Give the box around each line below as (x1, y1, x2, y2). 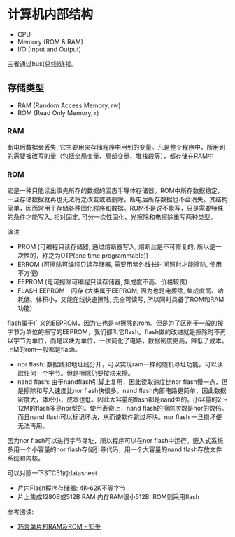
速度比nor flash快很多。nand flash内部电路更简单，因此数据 (54, 387, 227, 395)
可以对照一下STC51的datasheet (7, 469, 98, 477)
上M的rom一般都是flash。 (7, 345, 82, 354)
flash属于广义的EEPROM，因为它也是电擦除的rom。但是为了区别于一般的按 (7, 319, 224, 327)
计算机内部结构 (7, 6, 94, 22)
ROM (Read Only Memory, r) (17, 108, 99, 117)
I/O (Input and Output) (17, 45, 82, 53)
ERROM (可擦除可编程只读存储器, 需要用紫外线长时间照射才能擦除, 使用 (17, 260, 222, 269)
